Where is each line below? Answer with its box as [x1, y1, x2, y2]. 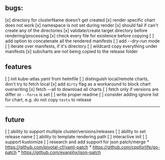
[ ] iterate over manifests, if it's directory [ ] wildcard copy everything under [5, 43, 158, 49]
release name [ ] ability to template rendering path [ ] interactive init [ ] [5, 134, 147, 140]
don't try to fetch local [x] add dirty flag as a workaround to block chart [5, 81, 151, 87]
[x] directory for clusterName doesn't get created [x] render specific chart [5, 17, 155, 23]
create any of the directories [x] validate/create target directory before [5, 27, 148, 33]
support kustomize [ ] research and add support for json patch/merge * [5, 139, 149, 145]
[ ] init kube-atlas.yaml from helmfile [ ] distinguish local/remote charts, [5, 76, 149, 82]
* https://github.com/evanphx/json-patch [18, 150, 101, 156]
